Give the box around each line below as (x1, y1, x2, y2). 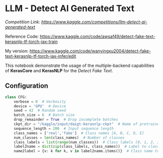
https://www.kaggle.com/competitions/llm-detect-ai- (41, 19, 147, 25)
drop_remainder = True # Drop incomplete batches (14, 117, 118, 122)
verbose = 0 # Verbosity (14, 99, 66, 104)
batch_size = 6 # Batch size (14, 112, 75, 118)
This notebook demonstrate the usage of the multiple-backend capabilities (5, 63, 154, 68)
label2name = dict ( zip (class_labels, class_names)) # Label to (14, 144, 147, 149)
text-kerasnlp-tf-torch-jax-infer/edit (5, 53, 76, 59)
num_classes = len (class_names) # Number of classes (14, 135, 125, 140)
